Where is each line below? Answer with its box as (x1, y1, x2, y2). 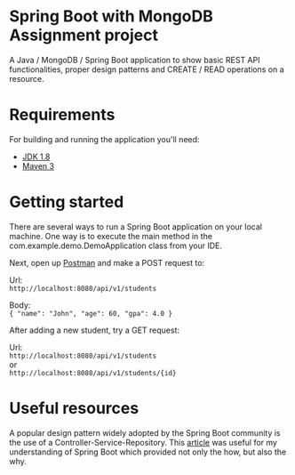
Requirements (9, 105, 116, 125)
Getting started (9, 192, 124, 213)
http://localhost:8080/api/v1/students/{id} (9, 368, 177, 377)
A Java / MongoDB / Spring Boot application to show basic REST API (9, 54, 260, 65)
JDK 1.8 (21, 151, 51, 162)
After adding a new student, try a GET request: (9, 325, 180, 335)
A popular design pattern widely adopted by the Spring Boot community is (9, 427, 281, 438)
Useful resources (9, 399, 140, 418)
